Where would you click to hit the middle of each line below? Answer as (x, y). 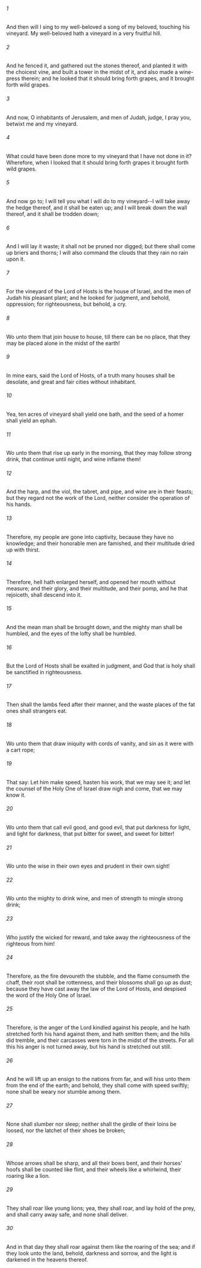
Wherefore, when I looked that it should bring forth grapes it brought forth (97, 162)
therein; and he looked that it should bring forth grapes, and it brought (108, 79)
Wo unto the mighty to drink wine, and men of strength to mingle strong (94, 898)
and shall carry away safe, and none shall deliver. (67, 1215)
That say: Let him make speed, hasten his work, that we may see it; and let (98, 782)
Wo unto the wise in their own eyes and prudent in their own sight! (88, 866)
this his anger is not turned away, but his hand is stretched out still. (89, 1047)
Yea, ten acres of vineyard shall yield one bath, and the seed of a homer (95, 414)
